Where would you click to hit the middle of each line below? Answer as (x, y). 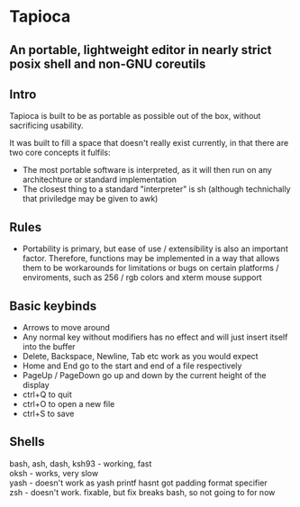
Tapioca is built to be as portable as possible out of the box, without (135, 116)
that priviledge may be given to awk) (90, 199)
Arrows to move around (66, 328)
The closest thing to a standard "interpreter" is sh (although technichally (156, 189)
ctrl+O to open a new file (68, 404)
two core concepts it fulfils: (60, 153)
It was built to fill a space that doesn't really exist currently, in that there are (149, 143)
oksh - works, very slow (54, 473)
